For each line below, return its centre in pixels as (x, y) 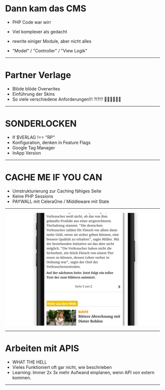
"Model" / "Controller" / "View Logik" (50, 51)
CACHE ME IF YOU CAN (54, 177)
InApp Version (27, 153)
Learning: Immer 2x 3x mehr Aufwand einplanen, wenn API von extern (83, 372)
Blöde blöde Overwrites (36, 88)
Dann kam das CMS (46, 9)
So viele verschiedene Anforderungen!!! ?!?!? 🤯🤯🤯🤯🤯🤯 (67, 99)
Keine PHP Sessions (33, 196)
